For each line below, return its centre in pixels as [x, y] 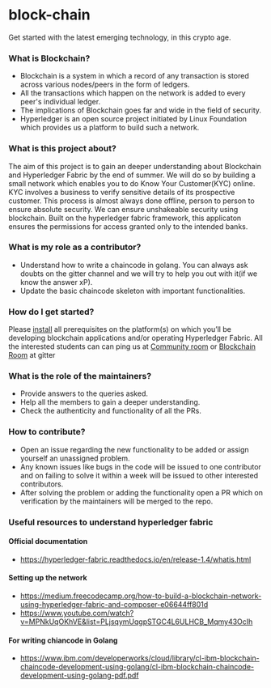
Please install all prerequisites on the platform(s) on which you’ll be [120, 329]
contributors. [42, 484]
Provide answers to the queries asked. [84, 393]
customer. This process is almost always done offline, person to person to [131, 201]
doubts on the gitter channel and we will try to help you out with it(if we [138, 274]
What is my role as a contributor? [75, 247]
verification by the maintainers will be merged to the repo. [116, 501]
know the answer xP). [56, 282]
